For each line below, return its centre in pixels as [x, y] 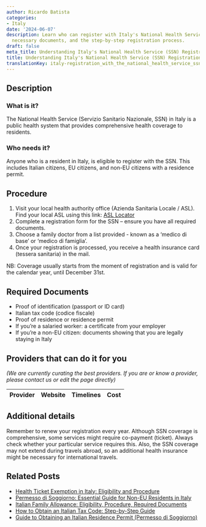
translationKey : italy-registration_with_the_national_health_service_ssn [104, 63]
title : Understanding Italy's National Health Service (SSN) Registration [104, 58]
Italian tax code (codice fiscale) [55, 313]
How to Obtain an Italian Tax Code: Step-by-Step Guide [85, 510]
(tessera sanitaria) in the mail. [53, 254]
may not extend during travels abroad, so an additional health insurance [97, 450]
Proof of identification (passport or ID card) [70, 307]
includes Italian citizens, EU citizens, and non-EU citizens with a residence [100, 168]
